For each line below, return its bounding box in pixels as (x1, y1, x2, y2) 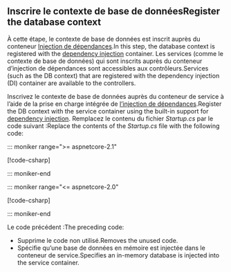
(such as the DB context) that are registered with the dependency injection (7, 71, 220, 80)
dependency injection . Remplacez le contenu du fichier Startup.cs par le (7, 114, 214, 123)
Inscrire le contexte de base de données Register (7, 6, 221, 17)
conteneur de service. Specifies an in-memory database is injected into (17, 251, 220, 259)
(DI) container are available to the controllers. (7, 79, 136, 87)
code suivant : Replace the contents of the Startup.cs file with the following (7, 121, 220, 130)
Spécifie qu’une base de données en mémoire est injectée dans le (17, 244, 205, 252)
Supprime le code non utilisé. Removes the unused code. (17, 236, 178, 244)
